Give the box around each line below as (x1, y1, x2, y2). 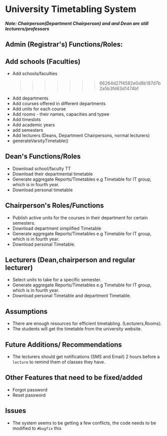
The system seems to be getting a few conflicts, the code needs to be (12, 419, 156, 426)
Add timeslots (12, 116, 41, 122)
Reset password (12, 392, 46, 398)
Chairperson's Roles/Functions (5, 201, 104, 210)
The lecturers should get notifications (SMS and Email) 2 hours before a (12, 354, 160, 360)
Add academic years (12, 122, 55, 128)
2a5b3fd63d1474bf (99, 85, 139, 91)
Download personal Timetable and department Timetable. (12, 293, 131, 299)
